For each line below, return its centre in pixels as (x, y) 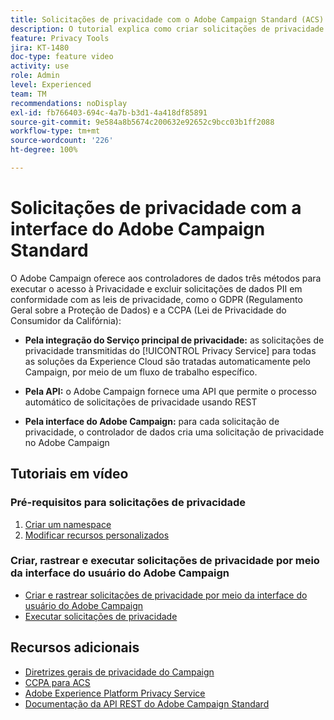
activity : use (40, 66)
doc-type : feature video (62, 57)
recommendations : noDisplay (69, 103)
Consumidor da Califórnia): (66, 320)
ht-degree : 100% (44, 150)
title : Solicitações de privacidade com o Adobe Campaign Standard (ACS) (167, 19)
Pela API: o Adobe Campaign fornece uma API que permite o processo (171, 391)
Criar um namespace (68, 524)
